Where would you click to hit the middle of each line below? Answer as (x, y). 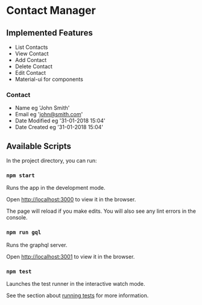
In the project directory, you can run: (52, 161)
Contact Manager (51, 11)
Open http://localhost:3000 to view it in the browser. (71, 200)
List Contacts (31, 47)
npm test (19, 271)
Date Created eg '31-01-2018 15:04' (59, 127)
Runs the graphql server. (37, 245)
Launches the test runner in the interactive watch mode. (76, 284)
